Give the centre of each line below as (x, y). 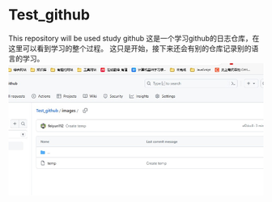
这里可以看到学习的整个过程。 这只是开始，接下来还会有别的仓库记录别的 (130, 48)
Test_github (49, 15)
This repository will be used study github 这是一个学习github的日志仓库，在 (134, 38)
